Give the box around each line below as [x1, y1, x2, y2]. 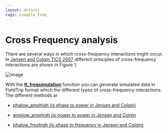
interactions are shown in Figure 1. [5, 62, 78, 68]
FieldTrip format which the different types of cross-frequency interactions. [5, 87, 162, 93]
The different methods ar [5, 92, 58, 98]
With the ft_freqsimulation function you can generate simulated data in [5, 82, 155, 88]
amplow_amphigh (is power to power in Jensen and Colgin [12, 112, 136, 118]
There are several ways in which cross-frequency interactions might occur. [5, 51, 163, 57]
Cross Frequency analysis [5, 34, 118, 46]
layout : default [5, 7, 40, 13]
